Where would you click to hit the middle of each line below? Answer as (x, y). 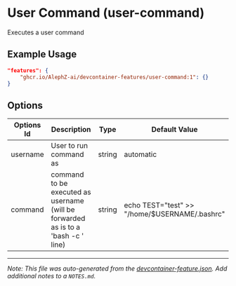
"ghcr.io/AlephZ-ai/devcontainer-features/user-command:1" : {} (114, 77)
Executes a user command (46, 32)
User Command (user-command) (106, 13)
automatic (140, 154)
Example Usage (42, 54)
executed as (71, 192)
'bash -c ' (67, 236)
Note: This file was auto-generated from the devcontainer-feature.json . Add (117, 268)
